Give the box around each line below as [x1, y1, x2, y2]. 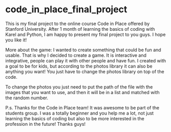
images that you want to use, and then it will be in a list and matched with [5, 89, 160, 95]
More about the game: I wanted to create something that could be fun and [5, 47, 161, 53]
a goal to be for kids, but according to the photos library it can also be [5, 63, 153, 69]
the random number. [5, 95, 49, 101]
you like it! [5, 37, 27, 43]
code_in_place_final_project [5, 4, 127, 15]
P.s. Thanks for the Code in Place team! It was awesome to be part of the [5, 104, 160, 111]
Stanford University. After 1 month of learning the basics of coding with [5, 26, 155, 32]
